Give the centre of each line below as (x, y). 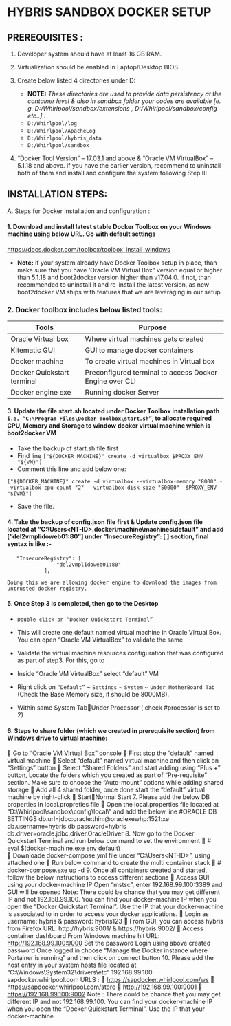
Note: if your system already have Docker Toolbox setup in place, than (117, 263)
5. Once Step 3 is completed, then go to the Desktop (83, 604)
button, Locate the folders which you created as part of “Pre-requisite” (107, 775)
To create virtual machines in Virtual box (150, 362)
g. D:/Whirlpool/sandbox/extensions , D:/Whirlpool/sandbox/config (122, 108)
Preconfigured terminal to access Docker (151, 373)
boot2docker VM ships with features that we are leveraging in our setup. (120, 292)
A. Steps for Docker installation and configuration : (78, 211)
